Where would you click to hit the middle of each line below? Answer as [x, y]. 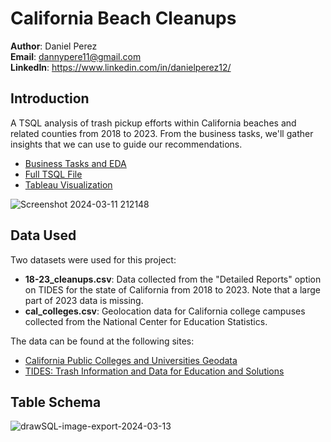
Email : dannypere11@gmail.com [76, 56]
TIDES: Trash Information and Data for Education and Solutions [154, 371]
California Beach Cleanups [123, 18]
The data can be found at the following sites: [102, 341]
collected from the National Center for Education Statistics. [146, 321]
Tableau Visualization [68, 184]
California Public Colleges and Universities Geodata [131, 360]
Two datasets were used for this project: [93, 259]
